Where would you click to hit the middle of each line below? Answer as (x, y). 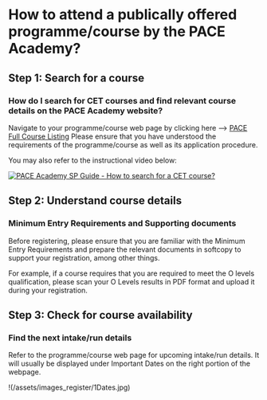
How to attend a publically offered (123, 15)
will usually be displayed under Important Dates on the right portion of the (130, 363)
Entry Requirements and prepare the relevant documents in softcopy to (125, 249)
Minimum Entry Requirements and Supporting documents (122, 223)
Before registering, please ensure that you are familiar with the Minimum (127, 241)
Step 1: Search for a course (77, 78)
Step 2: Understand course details (95, 201)
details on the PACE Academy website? (86, 111)
